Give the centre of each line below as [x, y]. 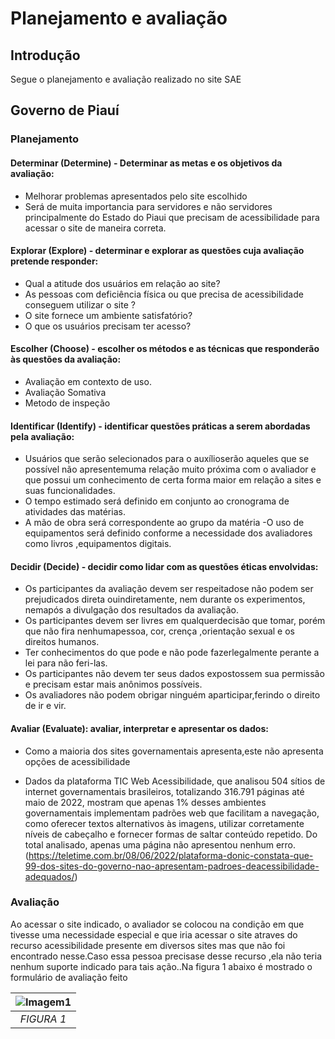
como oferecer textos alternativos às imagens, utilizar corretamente [164, 823]
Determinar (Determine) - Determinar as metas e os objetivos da [146, 163]
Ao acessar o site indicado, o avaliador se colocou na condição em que [157, 924]
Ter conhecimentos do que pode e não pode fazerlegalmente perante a [172, 653]
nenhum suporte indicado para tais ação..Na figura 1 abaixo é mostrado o [161, 966]
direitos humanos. [62, 642]
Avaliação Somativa [65, 392]
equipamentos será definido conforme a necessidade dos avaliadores [168, 533]
